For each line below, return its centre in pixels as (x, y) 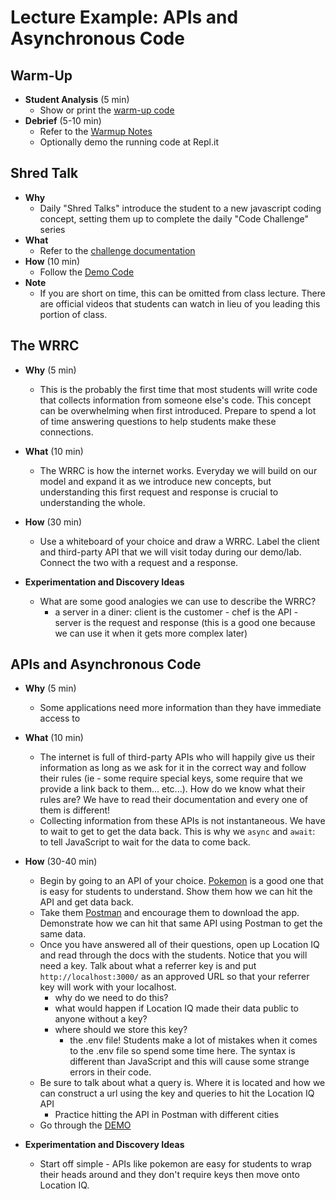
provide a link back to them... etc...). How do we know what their (172, 789)
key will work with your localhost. (108, 987)
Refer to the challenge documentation (117, 250)
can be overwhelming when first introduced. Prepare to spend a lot (178, 410)
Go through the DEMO (85, 1125)
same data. (63, 934)
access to (60, 718)
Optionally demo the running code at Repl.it (129, 142)
